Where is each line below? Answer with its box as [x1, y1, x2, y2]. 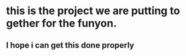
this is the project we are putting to [6, 4, 180, 18]
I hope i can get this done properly [6, 40, 135, 50]
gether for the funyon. [6, 17, 117, 30]
